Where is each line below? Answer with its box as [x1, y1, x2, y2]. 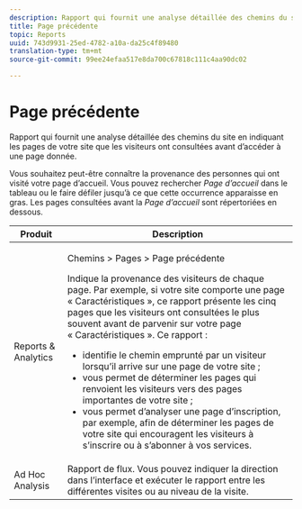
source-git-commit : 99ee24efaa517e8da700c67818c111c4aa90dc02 [9, 55, 247, 64]
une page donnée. [9, 150, 77, 161]
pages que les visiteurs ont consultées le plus [67, 305, 260, 318]
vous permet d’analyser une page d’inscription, [82, 404, 281, 417]
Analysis [13, 479, 50, 492]
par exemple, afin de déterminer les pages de [82, 416, 274, 429]
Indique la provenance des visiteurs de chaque [67, 272, 265, 285]
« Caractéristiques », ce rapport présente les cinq [67, 295, 277, 307]
